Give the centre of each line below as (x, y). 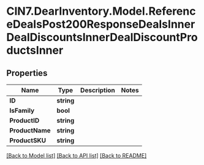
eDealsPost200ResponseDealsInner (101, 24)
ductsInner (35, 51)
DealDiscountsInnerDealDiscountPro (102, 37)
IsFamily (22, 110)
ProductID (25, 121)
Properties (27, 73)
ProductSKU (28, 140)
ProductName (30, 130)
